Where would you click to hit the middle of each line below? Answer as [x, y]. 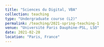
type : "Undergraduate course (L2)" [41, 19]
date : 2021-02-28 [23, 32]
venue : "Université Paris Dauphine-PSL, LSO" [52, 28]
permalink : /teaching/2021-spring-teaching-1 [52, 23]
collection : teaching [27, 14]
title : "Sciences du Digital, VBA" [41, 10]
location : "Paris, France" [32, 37]
